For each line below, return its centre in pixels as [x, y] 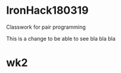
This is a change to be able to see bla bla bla [61, 38]
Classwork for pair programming [46, 27]
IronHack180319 [47, 10]
